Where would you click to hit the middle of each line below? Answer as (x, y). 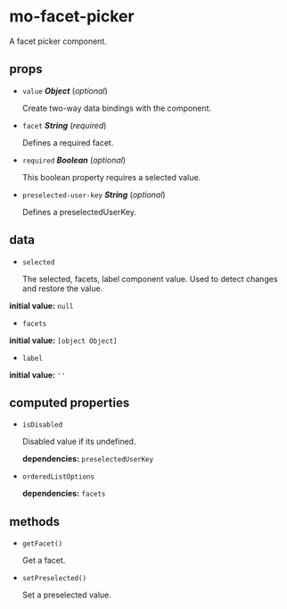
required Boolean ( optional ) (74, 160)
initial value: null (41, 305)
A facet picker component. (58, 41)
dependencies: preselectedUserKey (88, 459)
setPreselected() (54, 579)
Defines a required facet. (68, 142)
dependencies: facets (64, 494)
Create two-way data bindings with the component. (117, 108)
